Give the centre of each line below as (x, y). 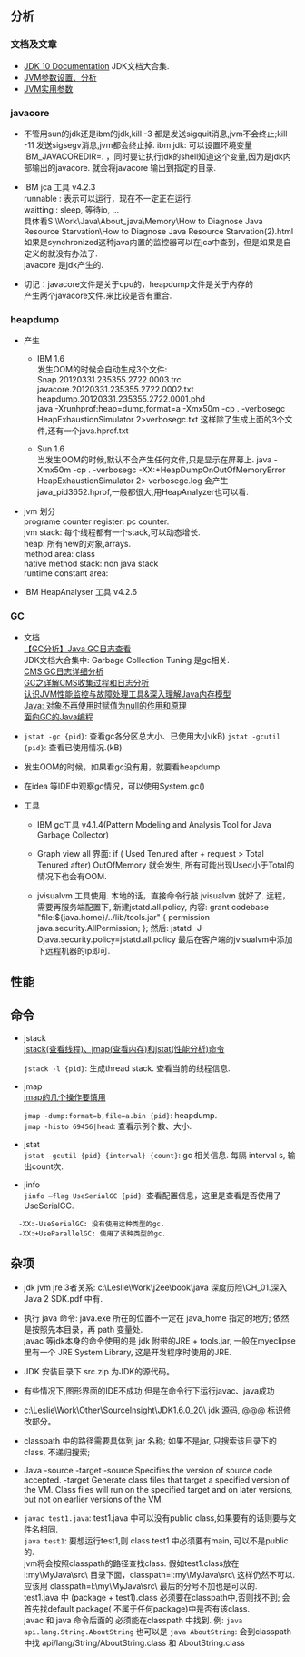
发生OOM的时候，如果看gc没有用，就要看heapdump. (123, 767)
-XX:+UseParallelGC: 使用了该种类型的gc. (93, 1234)
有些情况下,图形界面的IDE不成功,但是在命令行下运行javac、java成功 (149, 1390)
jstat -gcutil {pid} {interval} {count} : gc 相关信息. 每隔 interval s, (154, 1155)
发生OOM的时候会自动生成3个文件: (102, 370)
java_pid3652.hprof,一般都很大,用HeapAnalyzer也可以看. (143, 492)
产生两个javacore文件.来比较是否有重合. (98, 295)
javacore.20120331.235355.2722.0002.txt (115, 390)
